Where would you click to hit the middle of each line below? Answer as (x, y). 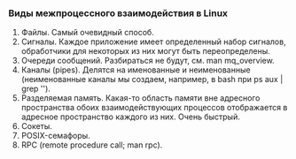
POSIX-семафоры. (55, 136)
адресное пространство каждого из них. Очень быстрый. (130, 117)
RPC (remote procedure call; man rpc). (92, 145)
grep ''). (35, 89)
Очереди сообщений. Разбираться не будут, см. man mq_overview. (148, 61)
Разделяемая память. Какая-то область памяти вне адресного (140, 98)
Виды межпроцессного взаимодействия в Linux (118, 13)
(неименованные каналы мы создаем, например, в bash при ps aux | (152, 79)
